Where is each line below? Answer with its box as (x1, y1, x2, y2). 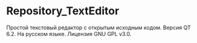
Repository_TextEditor (6, 4, 120, 18)
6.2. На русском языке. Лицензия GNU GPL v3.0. (6, 30, 132, 37)
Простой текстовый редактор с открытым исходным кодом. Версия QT (6, 24, 192, 31)
